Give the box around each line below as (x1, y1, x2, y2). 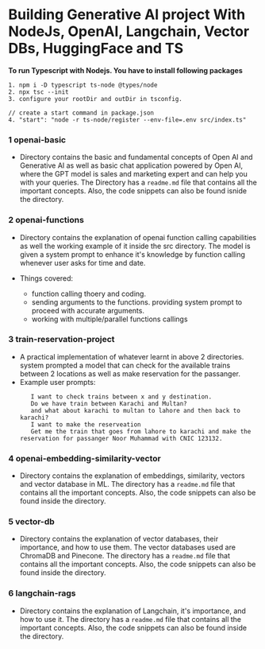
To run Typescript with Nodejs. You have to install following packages (8, 65, 244, 75)
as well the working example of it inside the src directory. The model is (19, 241, 252, 251)
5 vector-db (8, 516, 56, 527)
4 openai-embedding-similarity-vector (8, 453, 161, 464)
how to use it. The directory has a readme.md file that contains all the (19, 614, 242, 624)
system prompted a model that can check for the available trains (19, 360, 231, 370)
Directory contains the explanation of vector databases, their (19, 534, 219, 544)
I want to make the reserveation (30, 420, 141, 429)
